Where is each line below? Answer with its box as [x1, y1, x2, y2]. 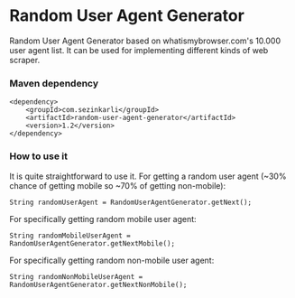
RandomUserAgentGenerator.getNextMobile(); [9, 238, 176, 248]
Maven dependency [9, 77, 99, 89]
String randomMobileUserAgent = [9, 231, 131, 240]
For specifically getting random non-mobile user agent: [9, 255, 215, 265]
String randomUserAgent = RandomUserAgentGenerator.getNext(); [9, 198, 253, 207]
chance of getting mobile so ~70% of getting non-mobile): [9, 180, 226, 191]
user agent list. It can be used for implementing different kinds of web [9, 44, 269, 55]
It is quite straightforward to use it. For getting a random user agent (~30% [9, 171, 287, 182]
